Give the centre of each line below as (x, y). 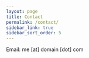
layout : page (22, 11)
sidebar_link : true (30, 28)
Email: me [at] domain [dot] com (45, 49)
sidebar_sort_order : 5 (34, 33)
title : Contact (25, 17)
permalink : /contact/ (32, 22)
